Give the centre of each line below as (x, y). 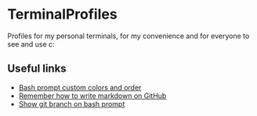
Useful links (37, 69)
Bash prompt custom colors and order (80, 87)
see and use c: (31, 44)
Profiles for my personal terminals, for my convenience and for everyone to (128, 36)
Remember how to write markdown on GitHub (92, 96)
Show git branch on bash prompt (72, 104)
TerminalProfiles (63, 14)
